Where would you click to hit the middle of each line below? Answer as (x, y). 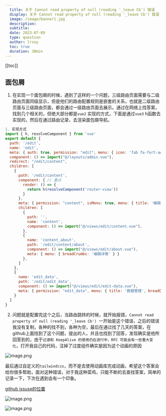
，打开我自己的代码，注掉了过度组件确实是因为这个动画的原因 (79, 346)
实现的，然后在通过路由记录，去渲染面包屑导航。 (62, 120)
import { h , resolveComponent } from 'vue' (51, 134)
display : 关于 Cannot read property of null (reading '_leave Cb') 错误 (84, 14)
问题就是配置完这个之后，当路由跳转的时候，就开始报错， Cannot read (83, 315)
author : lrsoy (24, 42)
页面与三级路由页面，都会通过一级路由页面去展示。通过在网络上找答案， (86, 108)
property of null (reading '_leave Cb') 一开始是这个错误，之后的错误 (86, 321)
